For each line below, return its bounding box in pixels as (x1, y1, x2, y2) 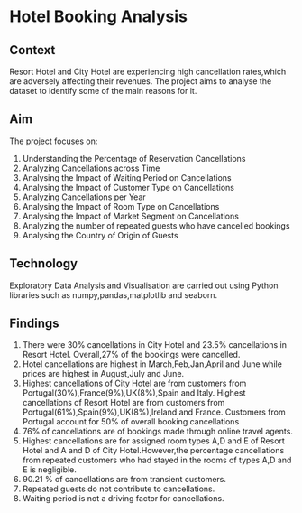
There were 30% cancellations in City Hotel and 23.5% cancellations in (22, 340, 287, 350)
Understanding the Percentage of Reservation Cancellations (22, 153, 246, 163)
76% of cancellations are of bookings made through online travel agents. (22, 426, 293, 437)
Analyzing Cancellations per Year (22, 191, 146, 202)
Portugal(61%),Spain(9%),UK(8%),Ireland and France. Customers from (22, 406, 286, 417)
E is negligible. (22, 464, 77, 475)
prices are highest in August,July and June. (22, 368, 185, 379)
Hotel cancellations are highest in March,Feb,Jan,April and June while (22, 359, 282, 369)
